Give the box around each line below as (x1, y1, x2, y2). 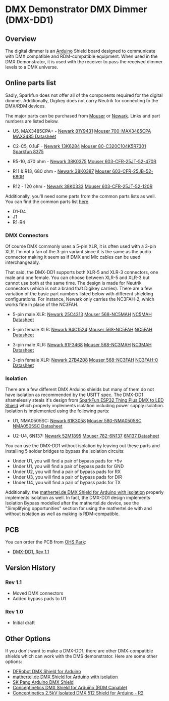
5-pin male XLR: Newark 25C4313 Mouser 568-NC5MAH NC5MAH (12, 311, 152, 318)
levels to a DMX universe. (5, 64, 59, 70)
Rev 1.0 (5, 608, 24, 615)
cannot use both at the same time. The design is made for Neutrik (5, 280, 142, 286)
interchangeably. (5, 259, 40, 265)
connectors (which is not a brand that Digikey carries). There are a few (5, 285, 152, 292)
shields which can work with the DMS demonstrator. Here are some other (5, 653, 158, 659)
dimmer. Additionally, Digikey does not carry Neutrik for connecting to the (5, 97, 158, 103)
